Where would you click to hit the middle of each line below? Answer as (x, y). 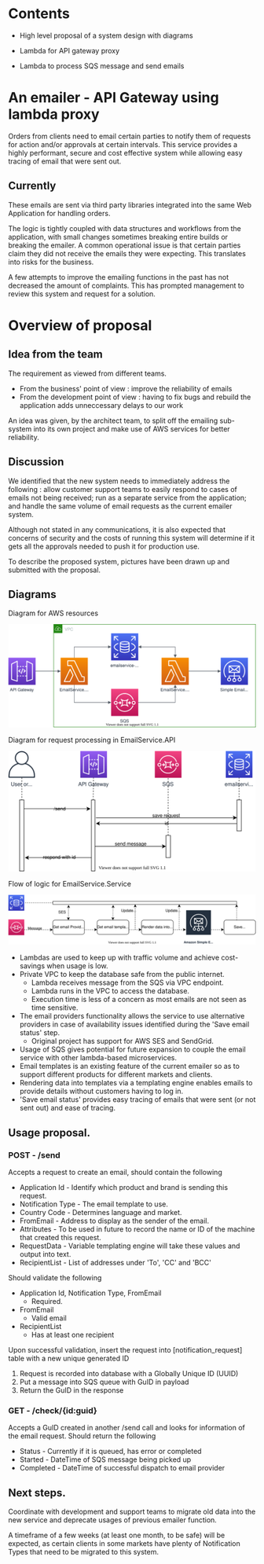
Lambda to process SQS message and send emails (102, 66)
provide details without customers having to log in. (101, 1091)
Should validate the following (55, 1278)
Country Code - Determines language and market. (101, 1213)
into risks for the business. (51, 262)
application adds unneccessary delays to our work (101, 405)
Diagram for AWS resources (53, 613)
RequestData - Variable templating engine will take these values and (130, 1246)
